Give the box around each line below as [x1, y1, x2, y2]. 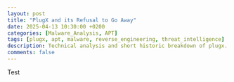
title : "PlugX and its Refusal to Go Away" [7, 17, 137, 24]
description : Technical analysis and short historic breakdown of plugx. [7, 42, 228, 49]
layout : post [7, 10, 46, 17]
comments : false [7, 49, 55, 56]
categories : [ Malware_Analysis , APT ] [7, 29, 118, 37]
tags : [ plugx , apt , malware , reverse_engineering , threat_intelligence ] [7, 36, 225, 43]
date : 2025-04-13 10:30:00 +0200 [7, 23, 105, 30]
